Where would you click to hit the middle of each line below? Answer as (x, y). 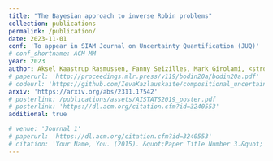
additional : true (38, 115)
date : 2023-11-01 (38, 39)
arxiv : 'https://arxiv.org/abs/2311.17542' (83, 91)
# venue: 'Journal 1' (45, 129)
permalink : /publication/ (52, 31)
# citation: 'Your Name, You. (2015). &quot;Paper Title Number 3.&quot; (136, 144)
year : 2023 (27, 62)
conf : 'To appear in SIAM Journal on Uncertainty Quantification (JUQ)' (134, 46)
